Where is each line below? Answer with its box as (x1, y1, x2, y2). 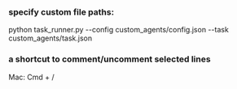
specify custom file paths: (8, 6, 115, 18)
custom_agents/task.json (8, 33, 92, 43)
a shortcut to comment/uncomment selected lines (8, 53, 211, 65)
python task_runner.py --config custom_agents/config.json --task (8, 25, 230, 35)
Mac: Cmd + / (8, 72, 55, 82)
